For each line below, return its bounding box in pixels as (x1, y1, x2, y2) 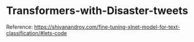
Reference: (6, 23, 33, 30)
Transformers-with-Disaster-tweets (6, 4, 189, 17)
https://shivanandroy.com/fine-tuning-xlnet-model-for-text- (34, 23, 180, 30)
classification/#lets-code (6, 29, 67, 36)
